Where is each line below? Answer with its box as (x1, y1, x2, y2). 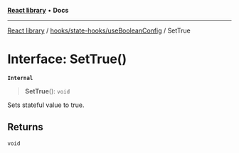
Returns (7, 121, 44, 133)
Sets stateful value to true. (7, 101, 85, 109)
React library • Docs (7, 6, 69, 14)
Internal (7, 74, 33, 81)
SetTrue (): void (24, 86, 70, 95)
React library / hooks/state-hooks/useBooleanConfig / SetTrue (7, 26, 191, 35)
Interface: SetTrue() (7, 51, 127, 67)
